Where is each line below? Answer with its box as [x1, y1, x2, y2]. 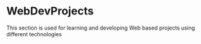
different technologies [6, 30, 63, 37]
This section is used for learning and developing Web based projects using [6, 24, 195, 31]
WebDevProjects [6, 4, 94, 18]
